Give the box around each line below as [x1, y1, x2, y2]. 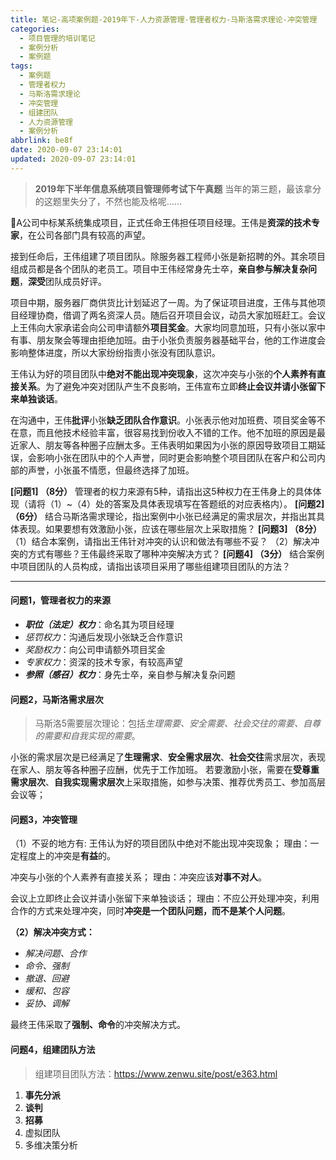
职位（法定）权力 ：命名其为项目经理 [24, 618, 175, 630]
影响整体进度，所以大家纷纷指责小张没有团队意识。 [10, 346, 221, 358]
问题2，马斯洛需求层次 [10, 693, 104, 705]
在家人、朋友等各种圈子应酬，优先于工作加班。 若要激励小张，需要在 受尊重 [10, 764, 320, 776]
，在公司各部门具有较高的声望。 [19, 229, 151, 241]
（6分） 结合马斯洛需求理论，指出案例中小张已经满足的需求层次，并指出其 [10, 510, 317, 522]
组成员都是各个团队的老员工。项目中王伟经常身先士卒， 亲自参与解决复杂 [10, 262, 308, 275]
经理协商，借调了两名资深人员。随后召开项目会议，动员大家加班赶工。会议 [18, 309, 326, 321]
